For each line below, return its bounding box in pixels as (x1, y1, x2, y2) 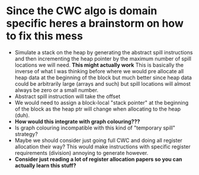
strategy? (14, 130, 38, 137)
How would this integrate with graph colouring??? (14, 118, 140, 125)
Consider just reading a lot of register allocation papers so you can (14, 155, 182, 163)
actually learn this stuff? (14, 161, 76, 169)
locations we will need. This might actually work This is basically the (14, 61, 184, 69)
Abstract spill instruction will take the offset (14, 93, 121, 100)
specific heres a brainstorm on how (6, 17, 184, 30)
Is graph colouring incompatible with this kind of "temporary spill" (14, 124, 176, 131)
